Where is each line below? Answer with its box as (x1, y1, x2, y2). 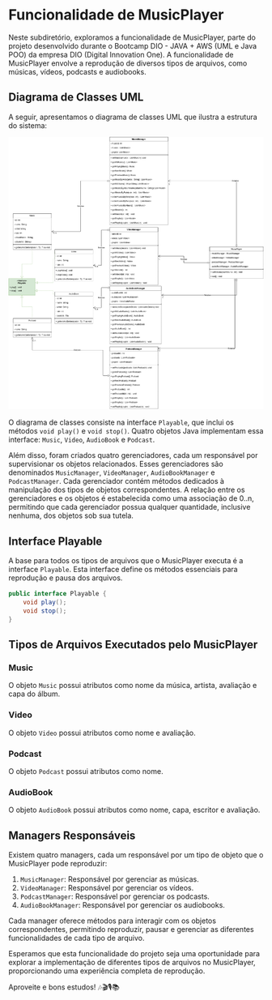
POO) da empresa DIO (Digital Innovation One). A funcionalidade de (8, 49, 234, 59)
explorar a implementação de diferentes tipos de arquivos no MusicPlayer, (8, 958, 257, 968)
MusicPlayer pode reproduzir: (8, 859, 108, 869)
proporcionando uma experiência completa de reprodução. (8, 966, 206, 976)
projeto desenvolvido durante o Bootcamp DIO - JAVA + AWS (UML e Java (8, 41, 257, 50)
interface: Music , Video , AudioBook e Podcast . (8, 435, 155, 445)
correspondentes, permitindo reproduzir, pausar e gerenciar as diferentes (8, 925, 254, 934)
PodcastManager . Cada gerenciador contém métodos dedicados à (8, 476, 225, 486)
